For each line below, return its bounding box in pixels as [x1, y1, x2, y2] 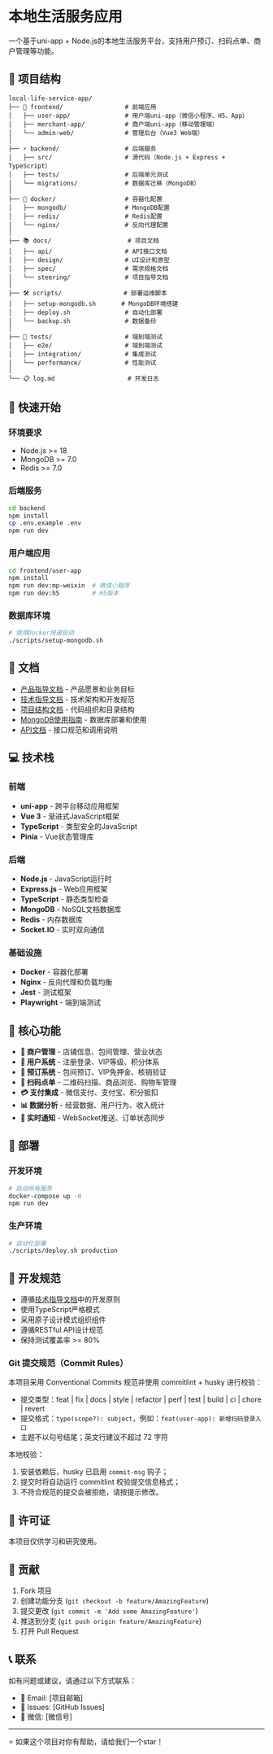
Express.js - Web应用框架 [19, 884, 108, 893]
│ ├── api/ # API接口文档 [8, 247, 168, 255]
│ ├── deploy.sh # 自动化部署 [8, 308, 162, 316]
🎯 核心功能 [8, 1023, 61, 1037]
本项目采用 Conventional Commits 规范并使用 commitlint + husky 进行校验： [8, 1377, 262, 1387]
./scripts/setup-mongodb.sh [8, 636, 104, 645]
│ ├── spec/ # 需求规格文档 [8, 264, 169, 273]
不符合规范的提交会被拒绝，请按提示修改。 [19, 1487, 163, 1497]
